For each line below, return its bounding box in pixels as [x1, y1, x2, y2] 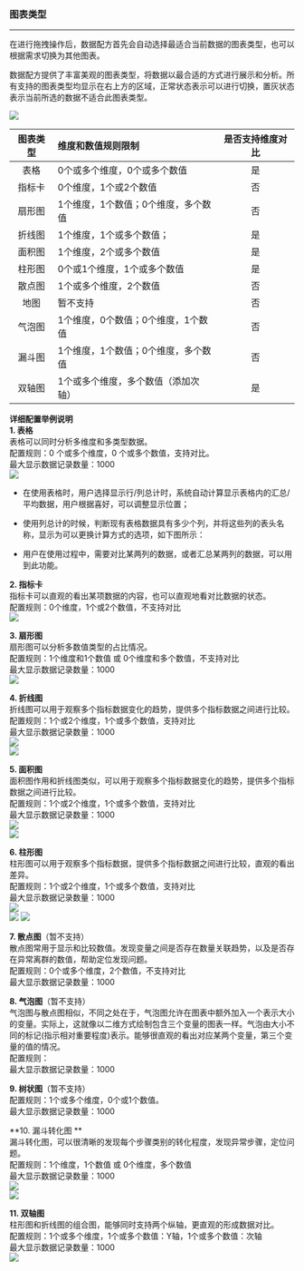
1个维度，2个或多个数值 [57, 246, 161, 259]
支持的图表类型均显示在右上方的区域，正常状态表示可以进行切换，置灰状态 [16, 81, 295, 92]
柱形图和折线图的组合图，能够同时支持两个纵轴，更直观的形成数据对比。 [9, 1219, 279, 1230]
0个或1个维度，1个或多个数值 [57, 263, 185, 276]
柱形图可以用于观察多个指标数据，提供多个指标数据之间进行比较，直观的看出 [9, 858, 295, 869]
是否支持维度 [223, 133, 279, 146]
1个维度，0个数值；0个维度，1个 [57, 314, 199, 327]
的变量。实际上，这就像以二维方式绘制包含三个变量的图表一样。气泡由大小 [9, 1019, 287, 1030]
